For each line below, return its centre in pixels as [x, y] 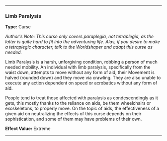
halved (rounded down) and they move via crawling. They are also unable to [83, 78]
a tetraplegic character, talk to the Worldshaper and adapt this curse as [79, 47]
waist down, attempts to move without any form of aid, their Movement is [80, 72]
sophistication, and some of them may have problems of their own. [74, 119]
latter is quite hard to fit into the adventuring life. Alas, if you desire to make [83, 42]
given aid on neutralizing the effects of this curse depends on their [73, 114]
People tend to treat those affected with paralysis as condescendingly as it [82, 98]
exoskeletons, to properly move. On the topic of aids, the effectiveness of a [82, 108]
